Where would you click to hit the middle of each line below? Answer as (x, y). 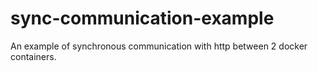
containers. (33, 56)
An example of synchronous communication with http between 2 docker (159, 46)
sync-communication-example (142, 18)
